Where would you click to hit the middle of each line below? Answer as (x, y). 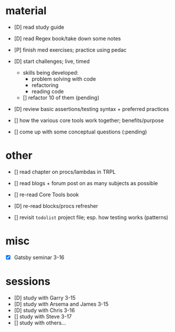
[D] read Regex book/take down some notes (67, 38)
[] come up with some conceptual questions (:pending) (80, 132)
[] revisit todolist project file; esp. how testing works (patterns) (91, 217)
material (26, 11)
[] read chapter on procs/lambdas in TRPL (65, 172)
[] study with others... (40, 323)
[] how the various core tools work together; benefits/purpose (89, 120)
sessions (28, 282)
